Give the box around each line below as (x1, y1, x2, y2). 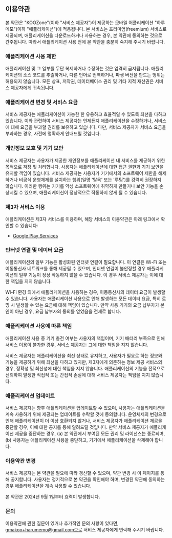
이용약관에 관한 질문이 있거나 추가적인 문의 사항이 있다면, (5, 520, 119, 527)
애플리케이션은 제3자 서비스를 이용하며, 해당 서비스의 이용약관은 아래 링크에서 (5, 216, 160, 222)
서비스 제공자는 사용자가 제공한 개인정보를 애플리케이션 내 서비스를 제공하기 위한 (5, 157, 165, 163)
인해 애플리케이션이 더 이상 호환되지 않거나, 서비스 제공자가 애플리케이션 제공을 (5, 417, 163, 424)
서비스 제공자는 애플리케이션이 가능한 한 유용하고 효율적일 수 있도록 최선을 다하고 (5, 111, 167, 117)
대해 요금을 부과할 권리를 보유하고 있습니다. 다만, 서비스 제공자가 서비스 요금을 (10, 124, 166, 130)
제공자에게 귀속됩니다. (10, 85, 55, 91)
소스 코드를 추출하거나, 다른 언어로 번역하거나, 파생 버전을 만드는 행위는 (23, 72, 165, 78)
